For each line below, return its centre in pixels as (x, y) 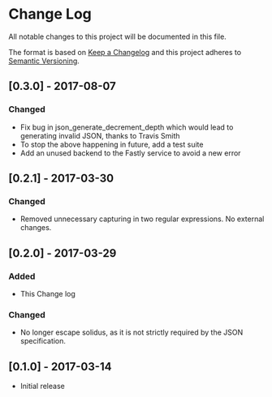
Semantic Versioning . (44, 61)
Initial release (42, 386)
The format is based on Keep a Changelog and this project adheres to (125, 52)
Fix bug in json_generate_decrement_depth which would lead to (127, 127)
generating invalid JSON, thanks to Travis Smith (100, 135)
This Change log (47, 294)
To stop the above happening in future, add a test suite (112, 144)
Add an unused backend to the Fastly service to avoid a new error (130, 153)
